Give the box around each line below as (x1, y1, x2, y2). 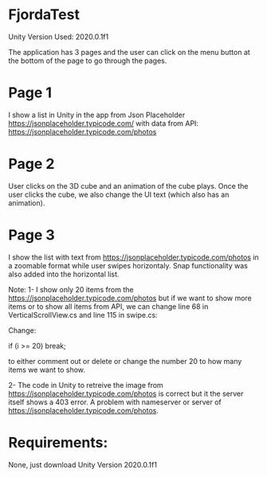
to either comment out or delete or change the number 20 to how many (8, 356, 242, 366)
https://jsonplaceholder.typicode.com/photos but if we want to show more (8, 293, 253, 303)
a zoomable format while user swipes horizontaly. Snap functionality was (8, 260, 249, 270)
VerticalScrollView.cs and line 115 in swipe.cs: (8, 310, 158, 319)
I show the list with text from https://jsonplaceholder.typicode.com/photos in (8, 252, 259, 262)
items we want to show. (8, 365, 86, 374)
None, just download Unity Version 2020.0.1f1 (8, 459, 158, 469)
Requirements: (8, 433, 108, 452)
